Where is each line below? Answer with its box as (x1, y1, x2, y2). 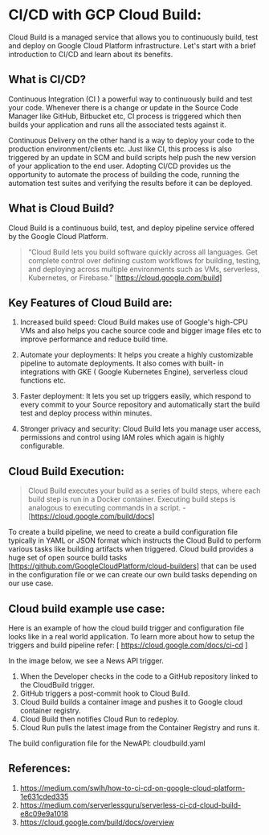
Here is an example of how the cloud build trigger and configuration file (8, 623, 245, 633)
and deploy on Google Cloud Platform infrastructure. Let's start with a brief (8, 40, 257, 50)
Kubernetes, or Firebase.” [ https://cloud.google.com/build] (27, 272, 222, 283)
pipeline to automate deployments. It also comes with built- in (19, 358, 224, 368)
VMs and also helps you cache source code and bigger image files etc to (19, 326, 262, 336)
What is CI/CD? (8, 72, 87, 86)
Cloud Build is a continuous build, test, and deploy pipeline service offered (8, 223, 255, 233)
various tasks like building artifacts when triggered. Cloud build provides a (8, 544, 255, 554)
